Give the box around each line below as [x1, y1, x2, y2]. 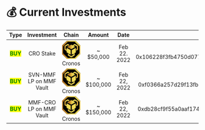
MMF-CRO [28, 99, 56, 106]
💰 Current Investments [6, 5, 127, 19]
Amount [88, 32, 109, 39]
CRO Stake [28, 50, 56, 57]
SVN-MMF [28, 71, 56, 78]
